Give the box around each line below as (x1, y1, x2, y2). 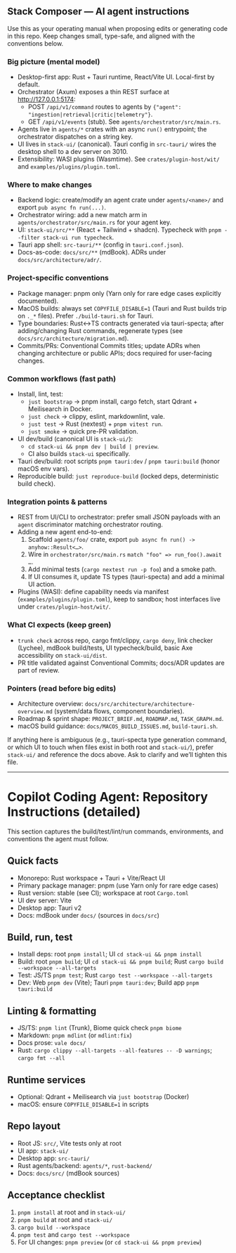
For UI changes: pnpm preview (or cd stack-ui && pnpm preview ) (17, 1238, 202, 1246)
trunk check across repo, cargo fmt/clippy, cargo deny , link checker (17, 636, 214, 644)
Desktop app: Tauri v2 (17, 903, 82, 912)
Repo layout (7, 1120, 61, 1132)
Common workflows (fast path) (7, 374, 117, 384)
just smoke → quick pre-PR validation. (27, 427, 138, 435)
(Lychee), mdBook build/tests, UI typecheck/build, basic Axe (17, 643, 193, 652)
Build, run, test (7, 931, 73, 944)
